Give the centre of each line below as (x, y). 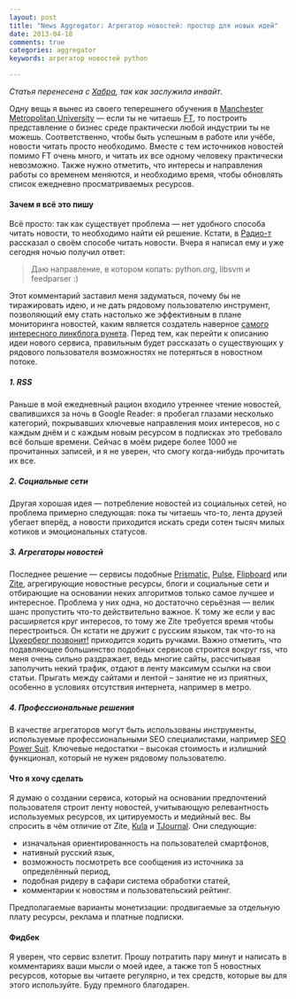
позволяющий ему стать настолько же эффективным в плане (125, 314)
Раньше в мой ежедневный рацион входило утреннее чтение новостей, (145, 405)
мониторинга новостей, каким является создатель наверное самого (139, 324)
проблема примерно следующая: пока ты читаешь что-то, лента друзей (146, 513)
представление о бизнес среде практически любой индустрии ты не (140, 128)
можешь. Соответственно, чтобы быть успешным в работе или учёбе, (142, 137)
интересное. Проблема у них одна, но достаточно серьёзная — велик (142, 602)
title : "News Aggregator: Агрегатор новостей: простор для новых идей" (144, 26)
